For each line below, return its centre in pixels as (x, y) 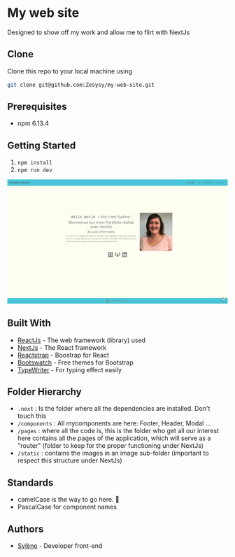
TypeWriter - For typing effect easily (70, 369)
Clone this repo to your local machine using (70, 71)
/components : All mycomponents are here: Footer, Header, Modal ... (114, 423)
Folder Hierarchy (44, 392)
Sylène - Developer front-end (60, 546)
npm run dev (35, 170)
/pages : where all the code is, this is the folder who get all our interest (118, 431)
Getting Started (42, 145)
